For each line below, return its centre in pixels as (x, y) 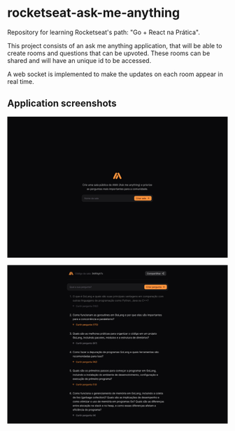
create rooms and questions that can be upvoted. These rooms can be (109, 53)
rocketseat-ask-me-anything (94, 13)
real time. (21, 81)
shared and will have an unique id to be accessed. (79, 60)
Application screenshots (62, 104)
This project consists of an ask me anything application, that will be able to (115, 45)
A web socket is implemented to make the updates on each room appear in (115, 74)
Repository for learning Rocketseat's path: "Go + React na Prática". (104, 32)
